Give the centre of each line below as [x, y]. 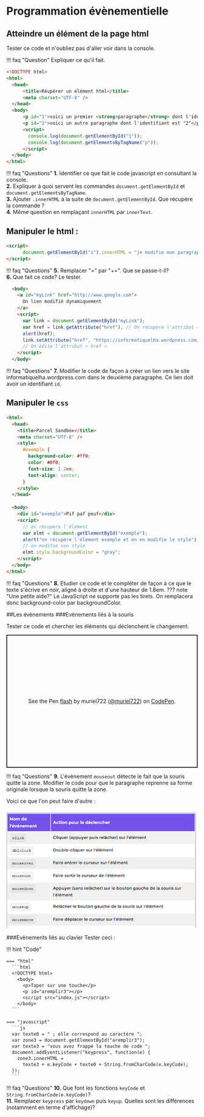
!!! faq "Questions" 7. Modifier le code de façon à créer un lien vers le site [98, 371]
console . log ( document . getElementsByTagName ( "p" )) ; [93, 142]
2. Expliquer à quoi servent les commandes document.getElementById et [96, 186]
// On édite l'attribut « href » [65, 347]
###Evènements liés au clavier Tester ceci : [61, 937]
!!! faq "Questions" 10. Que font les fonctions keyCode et [76, 1088]
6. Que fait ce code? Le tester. [44, 277]
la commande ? [25, 206]
